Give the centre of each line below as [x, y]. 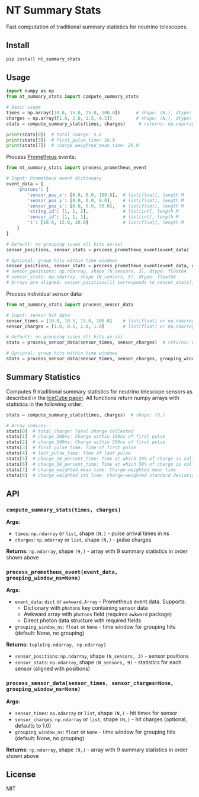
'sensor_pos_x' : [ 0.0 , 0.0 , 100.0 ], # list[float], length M [106, 195]
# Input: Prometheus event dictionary [54, 178]
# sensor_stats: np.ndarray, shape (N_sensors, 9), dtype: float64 [91, 277]
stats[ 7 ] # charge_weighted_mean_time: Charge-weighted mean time [91, 470]
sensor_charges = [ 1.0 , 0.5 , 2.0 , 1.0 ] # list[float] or [86, 327]
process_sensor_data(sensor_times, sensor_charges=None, [90, 683]
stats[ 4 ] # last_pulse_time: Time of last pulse [69, 453]
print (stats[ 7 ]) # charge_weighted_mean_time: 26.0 [73, 146]
